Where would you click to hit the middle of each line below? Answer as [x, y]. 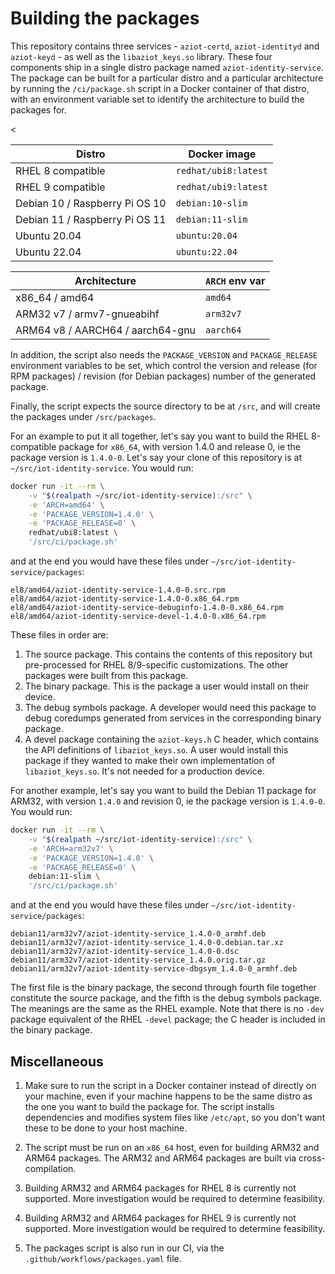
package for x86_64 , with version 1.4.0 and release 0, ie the [180, 446]
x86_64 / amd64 [55, 297]
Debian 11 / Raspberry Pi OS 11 [91, 219]
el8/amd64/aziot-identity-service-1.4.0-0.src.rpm [118, 590]
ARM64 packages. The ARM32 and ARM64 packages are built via [160, 1158]
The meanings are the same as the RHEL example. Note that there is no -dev [167, 1009]
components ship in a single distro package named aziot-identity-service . [167, 67]
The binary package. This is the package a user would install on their [167, 686]
